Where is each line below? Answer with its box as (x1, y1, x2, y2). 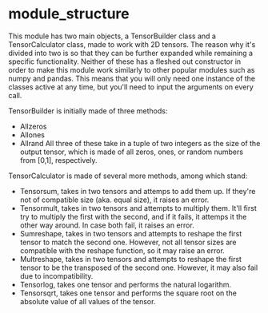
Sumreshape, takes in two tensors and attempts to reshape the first (19, 228, 242, 238)
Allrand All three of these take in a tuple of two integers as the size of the (19, 138, 261, 148)
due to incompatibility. (19, 271, 94, 280)
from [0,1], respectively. (19, 155, 98, 164)
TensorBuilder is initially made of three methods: (8, 105, 168, 116)
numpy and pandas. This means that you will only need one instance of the (8, 73, 256, 83)
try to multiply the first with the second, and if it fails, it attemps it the (19, 212, 247, 221)
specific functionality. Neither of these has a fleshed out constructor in (8, 57, 242, 66)
